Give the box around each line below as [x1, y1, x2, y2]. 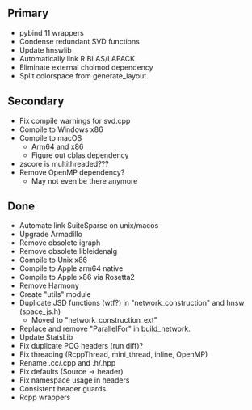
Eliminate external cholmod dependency [19, 62, 154, 72]
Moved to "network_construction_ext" [31, 315, 158, 325]
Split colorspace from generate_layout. [19, 70, 149, 80]
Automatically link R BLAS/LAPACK [19, 53, 136, 63]
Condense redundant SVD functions [19, 36, 141, 46]
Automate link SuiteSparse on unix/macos [19, 221, 159, 230]
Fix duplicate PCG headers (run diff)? [19, 341, 144, 351]
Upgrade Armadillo [19, 230, 82, 239]
